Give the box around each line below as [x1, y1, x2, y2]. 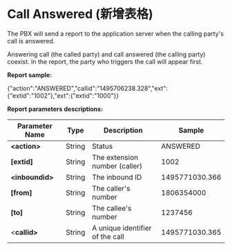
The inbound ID [92, 172, 142, 182]
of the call [92, 231, 124, 241]
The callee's [92, 203, 132, 213]
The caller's [92, 183, 130, 193]
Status [92, 141, 113, 151]
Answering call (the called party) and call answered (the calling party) [7, 50, 206, 59]
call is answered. [7, 37, 55, 45]
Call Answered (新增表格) [7, 6, 153, 22]
